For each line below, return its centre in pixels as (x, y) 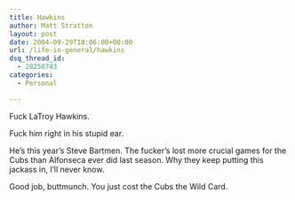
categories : (31, 75)
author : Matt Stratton (51, 26)
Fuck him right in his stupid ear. (67, 133)
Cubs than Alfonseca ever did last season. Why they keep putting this (136, 159)
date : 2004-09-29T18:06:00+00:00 (71, 42)
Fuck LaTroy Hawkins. (50, 116)
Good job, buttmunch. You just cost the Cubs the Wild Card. (119, 186)
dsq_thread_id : (37, 58)
